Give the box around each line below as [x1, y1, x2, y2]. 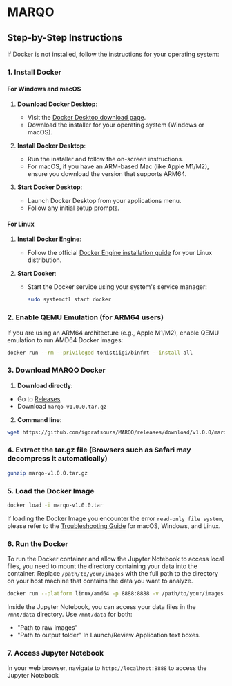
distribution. [27, 256, 62, 264]
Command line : [17, 415, 62, 423]
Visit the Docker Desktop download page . [27, 114, 146, 122]
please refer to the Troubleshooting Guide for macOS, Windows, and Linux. [7, 521, 221, 530]
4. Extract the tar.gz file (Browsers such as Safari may [7, 445, 191, 455]
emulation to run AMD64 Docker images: [7, 335, 124, 344]
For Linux [7, 220, 35, 228]
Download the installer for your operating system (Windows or [27, 121, 205, 129]
